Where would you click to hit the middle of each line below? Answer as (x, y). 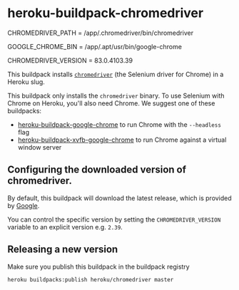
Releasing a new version (63, 250)
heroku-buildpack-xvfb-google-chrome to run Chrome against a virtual (122, 140)
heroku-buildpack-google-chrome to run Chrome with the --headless (119, 124)
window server (40, 147)
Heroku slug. (26, 82)
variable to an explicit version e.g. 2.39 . (65, 227)
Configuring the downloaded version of (97, 170)
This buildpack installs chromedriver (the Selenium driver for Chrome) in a (116, 74)
